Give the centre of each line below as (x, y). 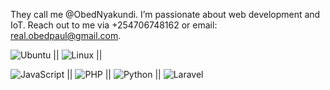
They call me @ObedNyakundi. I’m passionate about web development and (165, 14)
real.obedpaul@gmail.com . (66, 35)
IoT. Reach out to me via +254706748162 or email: (114, 25)
